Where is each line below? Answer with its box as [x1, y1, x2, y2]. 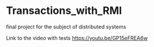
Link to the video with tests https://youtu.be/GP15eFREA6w [6, 34, 148, 41]
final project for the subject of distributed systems [6, 23, 127, 30]
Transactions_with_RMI [6, 4, 123, 17]
